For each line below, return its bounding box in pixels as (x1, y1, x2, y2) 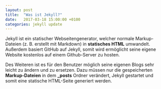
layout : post (5, 7, 33, 13)
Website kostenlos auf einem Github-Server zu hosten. (5, 52, 120, 58)
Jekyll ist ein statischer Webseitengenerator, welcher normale (5, 36, 135, 42)
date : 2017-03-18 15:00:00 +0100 (5, 17, 81, 22)
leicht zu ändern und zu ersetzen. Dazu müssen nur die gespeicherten (5, 67, 153, 73)
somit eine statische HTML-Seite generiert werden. (5, 78, 112, 84)
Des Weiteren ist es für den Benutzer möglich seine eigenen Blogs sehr (5, 62, 154, 68)
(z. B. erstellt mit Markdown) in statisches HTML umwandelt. (22, 41, 150, 47)
